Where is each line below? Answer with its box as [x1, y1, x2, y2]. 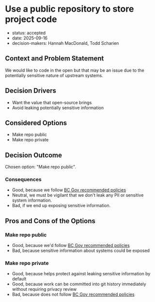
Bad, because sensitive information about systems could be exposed [12, 247, 150, 254]
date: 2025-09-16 [12, 35, 47, 41]
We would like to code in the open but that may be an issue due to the [5, 67, 144, 73]
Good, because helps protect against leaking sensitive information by [12, 271, 151, 277]
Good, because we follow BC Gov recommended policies [12, 187, 126, 193]
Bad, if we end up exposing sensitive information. [12, 203, 111, 208]
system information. [12, 197, 52, 203]
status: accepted [12, 30, 46, 36]
